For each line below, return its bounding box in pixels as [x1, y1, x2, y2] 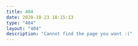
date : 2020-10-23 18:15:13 [6, 14, 74, 20]
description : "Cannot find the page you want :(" [6, 31, 133, 37]
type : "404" [6, 20, 36, 26]
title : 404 [6, 8, 34, 15]
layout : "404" [6, 25, 42, 32]
